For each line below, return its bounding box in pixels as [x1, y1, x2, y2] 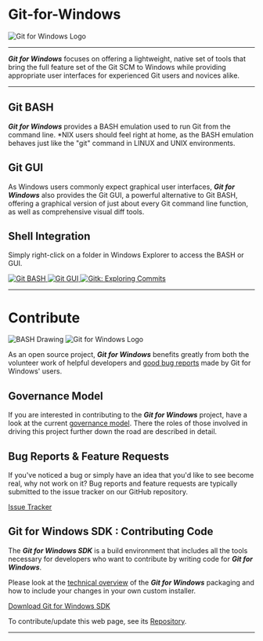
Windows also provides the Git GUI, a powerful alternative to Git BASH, [8, 190, 238, 199]
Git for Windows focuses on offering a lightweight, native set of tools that [8, 53, 247, 64]
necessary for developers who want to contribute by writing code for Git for [8, 554, 253, 563]
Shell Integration [8, 229, 91, 242]
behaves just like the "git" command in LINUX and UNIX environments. [8, 138, 236, 148]
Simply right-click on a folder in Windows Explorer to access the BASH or [8, 250, 244, 260]
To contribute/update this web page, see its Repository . [8, 616, 187, 625]
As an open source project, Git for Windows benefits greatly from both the [8, 350, 250, 359]
